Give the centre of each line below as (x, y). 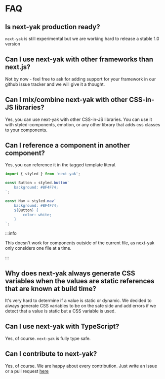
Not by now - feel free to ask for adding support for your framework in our (81, 79)
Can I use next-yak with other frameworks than (79, 59)
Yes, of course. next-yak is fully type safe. (48, 338)
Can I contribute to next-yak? (51, 354)
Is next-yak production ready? (53, 27)
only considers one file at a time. (38, 248)
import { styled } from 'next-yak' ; (43, 174)
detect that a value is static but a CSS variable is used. (61, 311)
